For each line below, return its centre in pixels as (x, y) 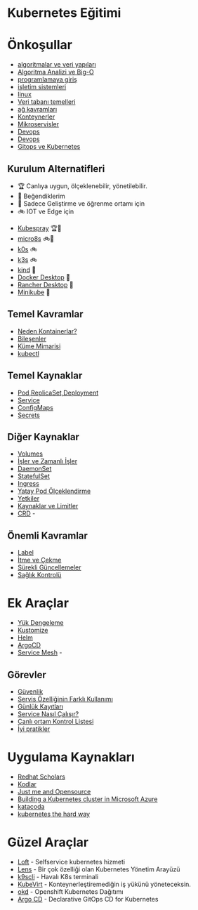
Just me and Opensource (54, 791)
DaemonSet (34, 469)
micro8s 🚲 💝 (36, 238)
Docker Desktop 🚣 (44, 277)
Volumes (30, 454)
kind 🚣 (27, 270)
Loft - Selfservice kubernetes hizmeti (71, 862)
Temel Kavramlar (45, 314)
